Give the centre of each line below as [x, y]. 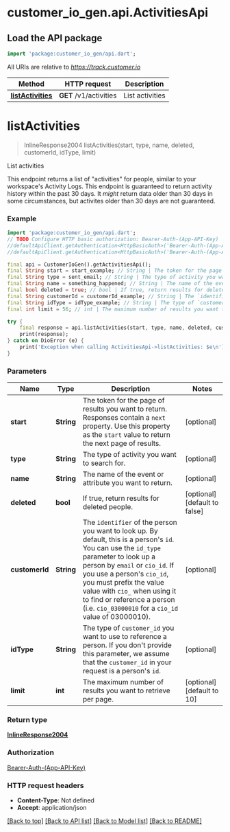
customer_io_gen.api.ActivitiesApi [108, 13]
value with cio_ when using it [129, 591]
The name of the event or [123, 474]
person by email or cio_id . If [128, 565]
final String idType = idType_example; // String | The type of [101, 303]
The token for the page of [124, 401]
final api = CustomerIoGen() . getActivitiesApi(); [79, 265]
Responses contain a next [124, 418]
